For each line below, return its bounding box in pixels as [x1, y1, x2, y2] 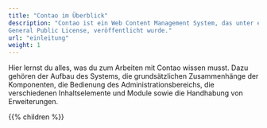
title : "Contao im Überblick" [8, 11, 109, 20]
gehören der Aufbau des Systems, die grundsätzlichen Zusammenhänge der [8, 72, 259, 81]
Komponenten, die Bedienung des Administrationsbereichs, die [8, 80, 215, 90]
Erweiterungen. [8, 97, 59, 107]
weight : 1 [8, 41, 41, 49]
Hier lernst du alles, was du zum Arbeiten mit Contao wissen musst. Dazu [8, 63, 249, 72]
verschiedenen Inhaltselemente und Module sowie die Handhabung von [8, 88, 244, 98]
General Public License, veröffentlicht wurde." [8, 26, 172, 34]
